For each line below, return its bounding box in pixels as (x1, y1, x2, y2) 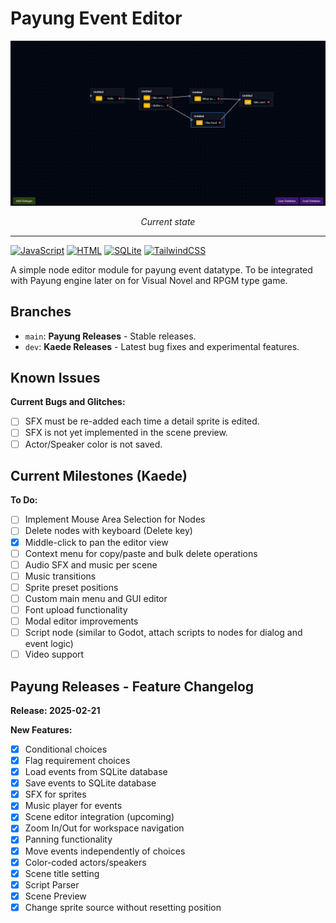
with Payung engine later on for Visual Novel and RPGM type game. (10, 274, 288, 286)
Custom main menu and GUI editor (24, 592, 168, 604)
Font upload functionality (24, 603, 128, 616)
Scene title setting (24, 867, 100, 879)
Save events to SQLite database (24, 777, 157, 789)
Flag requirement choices (24, 755, 131, 766)
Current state (140, 215, 196, 227)
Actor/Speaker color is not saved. (24, 438, 163, 450)
